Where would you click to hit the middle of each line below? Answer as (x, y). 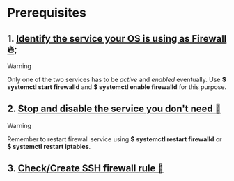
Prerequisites (47, 13)
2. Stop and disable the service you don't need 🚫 (114, 109)
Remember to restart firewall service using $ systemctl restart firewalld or (115, 139)
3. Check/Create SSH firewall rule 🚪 (86, 168)
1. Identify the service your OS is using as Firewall (117, 39)
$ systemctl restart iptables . (49, 146)
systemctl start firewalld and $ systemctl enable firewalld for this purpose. (117, 87)
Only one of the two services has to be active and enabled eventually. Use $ (117, 79)
